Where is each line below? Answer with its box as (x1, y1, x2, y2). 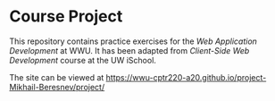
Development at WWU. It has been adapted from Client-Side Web (9, 45, 250, 55)
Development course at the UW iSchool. (9, 55, 156, 65)
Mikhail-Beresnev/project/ (9, 81, 105, 92)
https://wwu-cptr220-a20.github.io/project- (105, 72, 267, 82)
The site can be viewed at (9, 72, 104, 82)
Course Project (9, 6, 123, 27)
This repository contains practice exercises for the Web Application (9, 36, 257, 46)
